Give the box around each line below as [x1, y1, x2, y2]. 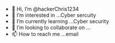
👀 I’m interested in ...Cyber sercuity [11, 12, 96, 19]
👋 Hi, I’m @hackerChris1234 [11, 6, 79, 12]
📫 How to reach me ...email [11, 31, 79, 37]
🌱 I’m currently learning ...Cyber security [11, 18, 109, 24]
